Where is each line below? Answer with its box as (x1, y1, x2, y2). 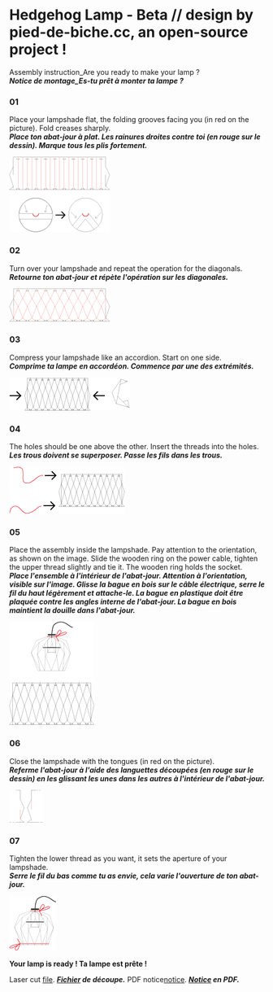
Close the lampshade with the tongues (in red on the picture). (9, 756, 214, 766)
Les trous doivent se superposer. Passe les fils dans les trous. (9, 450, 223, 461)
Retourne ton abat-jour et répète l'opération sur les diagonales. (9, 272, 228, 282)
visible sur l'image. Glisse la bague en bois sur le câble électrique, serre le (9, 579, 265, 589)
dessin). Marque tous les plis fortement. (9, 141, 148, 151)
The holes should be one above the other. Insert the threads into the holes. (9, 442, 259, 452)
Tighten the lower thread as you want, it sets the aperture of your (9, 854, 227, 863)
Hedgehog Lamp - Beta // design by (9, 6, 254, 24)
